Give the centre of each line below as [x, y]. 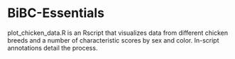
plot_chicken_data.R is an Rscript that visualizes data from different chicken [118, 33]
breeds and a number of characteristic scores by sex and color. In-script [113, 40]
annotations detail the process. [53, 48]
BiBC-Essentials [56, 13]
